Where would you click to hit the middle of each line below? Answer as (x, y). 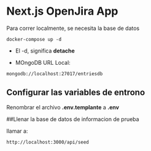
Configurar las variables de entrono (76, 93)
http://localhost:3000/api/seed (48, 142)
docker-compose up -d (34, 39)
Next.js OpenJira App (62, 11)
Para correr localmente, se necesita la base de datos (73, 28)
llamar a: (17, 131)
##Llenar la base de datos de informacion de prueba (73, 119)
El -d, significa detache (45, 51)
